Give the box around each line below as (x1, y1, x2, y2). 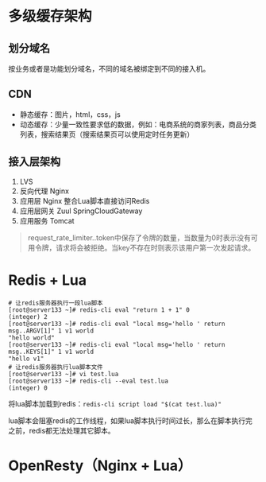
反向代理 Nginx (19, 186, 70, 196)
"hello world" (8, 333, 56, 342)
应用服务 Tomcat (19, 216, 75, 225)
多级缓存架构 (8, 7, 93, 25)
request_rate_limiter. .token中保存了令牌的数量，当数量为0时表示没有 (27, 232, 252, 243)
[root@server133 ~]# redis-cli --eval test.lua (8, 377, 169, 385)
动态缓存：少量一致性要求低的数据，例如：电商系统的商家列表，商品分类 (19, 119, 256, 129)
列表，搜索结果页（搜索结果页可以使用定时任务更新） (19, 129, 195, 139)
